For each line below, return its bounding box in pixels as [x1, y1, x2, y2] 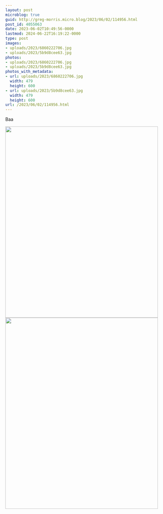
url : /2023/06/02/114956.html [5, 102, 70, 108]
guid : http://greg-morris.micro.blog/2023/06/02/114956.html [5, 17, 138, 22]
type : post [5, 36, 29, 41]
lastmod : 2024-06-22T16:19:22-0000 [5, 31, 81, 36]
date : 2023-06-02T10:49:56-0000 [5, 27, 74, 32]
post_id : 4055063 [5, 21, 42, 27]
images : [5, 41, 22, 46]
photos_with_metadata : [5, 69, 53, 74]
